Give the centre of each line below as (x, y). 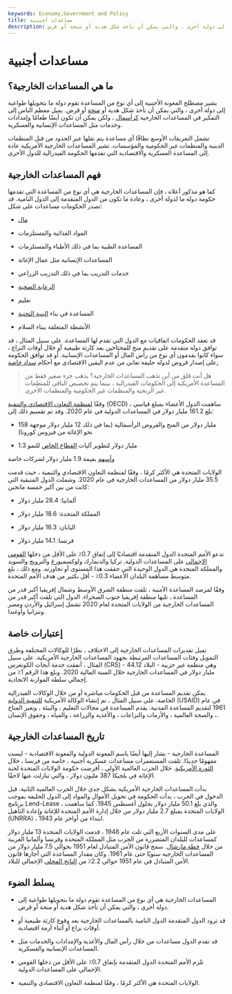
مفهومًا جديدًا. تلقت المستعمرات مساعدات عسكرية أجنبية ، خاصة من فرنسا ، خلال (112, 760)
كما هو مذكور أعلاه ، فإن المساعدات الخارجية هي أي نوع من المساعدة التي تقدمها (112, 192)
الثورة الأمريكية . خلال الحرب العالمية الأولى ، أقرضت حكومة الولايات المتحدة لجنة (110, 768)
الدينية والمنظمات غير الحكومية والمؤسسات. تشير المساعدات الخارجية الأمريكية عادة (116, 145)
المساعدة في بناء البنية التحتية (56, 314)
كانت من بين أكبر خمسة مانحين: (49, 487)
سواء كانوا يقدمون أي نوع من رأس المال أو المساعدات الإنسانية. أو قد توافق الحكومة (116, 355)
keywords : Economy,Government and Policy (68, 13)
